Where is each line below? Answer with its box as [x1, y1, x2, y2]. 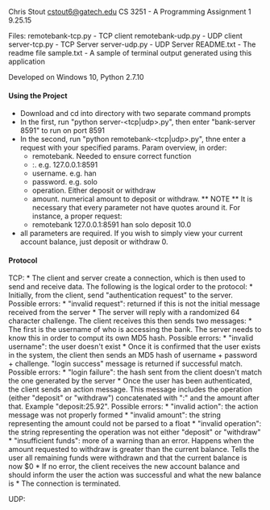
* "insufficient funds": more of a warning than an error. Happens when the [8, 436, 255, 446]
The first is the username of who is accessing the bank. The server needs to [8, 325, 262, 334]
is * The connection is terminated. [8, 479, 121, 488]
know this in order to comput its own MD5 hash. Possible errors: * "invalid [8, 334, 254, 343]
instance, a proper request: [31, 211, 123, 221]
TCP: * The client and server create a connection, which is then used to [8, 273, 246, 283]
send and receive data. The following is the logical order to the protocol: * [8, 282, 253, 292]
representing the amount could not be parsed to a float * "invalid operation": [8, 419, 262, 429]
